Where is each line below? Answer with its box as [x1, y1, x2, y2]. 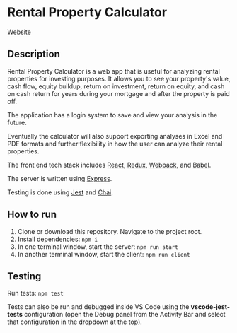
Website [7, 28, 32, 36]
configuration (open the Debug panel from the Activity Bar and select [23, 310, 226, 319]
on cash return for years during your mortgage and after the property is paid [7, 89, 230, 98]
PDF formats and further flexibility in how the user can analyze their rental [7, 139, 223, 148]
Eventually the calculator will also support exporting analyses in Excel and [7, 132, 223, 140]
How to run [7, 209, 57, 221]
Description [7, 48, 60, 60]
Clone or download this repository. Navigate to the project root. [17, 227, 202, 235]
